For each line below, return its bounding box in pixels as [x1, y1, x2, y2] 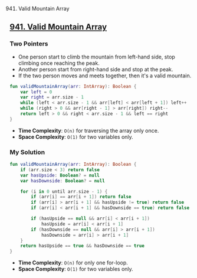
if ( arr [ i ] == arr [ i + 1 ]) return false [31, 194, 132, 200]
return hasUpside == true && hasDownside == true [20, 243, 145, 249]
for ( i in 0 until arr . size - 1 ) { [20, 188, 108, 194]
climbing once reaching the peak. [18, 59, 100, 67]
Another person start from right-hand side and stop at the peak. [18, 66, 173, 73]
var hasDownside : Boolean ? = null [20, 178, 105, 184]
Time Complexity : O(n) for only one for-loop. [18, 259, 129, 266]
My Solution [9, 148, 45, 156]
